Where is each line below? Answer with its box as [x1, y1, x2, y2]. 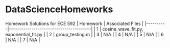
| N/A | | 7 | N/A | [5, 37, 40, 43]
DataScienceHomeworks [5, 4, 113, 15]
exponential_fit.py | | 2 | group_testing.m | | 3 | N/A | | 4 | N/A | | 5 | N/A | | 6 [5, 31, 164, 37]
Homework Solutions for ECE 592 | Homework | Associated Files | [5, 20, 144, 27]
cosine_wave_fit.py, [102, 26, 144, 32]
